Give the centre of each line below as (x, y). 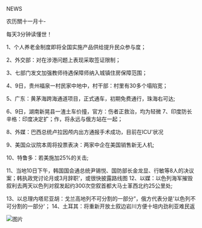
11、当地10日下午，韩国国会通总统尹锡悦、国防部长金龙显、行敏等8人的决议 (100, 170)
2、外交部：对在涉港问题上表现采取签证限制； (64, 60)
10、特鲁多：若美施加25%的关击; (47, 158)
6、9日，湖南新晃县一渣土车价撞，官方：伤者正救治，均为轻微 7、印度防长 (99, 111)
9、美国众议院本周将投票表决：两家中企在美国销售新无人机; (80, 145)
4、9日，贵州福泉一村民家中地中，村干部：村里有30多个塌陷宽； (87, 85)
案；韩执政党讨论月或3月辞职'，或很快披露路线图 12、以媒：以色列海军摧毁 (100, 178)
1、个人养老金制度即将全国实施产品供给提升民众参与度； (76, 47)
